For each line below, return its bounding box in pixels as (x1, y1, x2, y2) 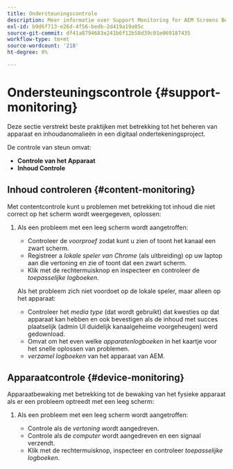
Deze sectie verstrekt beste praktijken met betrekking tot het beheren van (7, 122, 218, 130)
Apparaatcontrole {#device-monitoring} (7, 372, 185, 384)
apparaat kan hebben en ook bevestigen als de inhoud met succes (27, 315, 218, 323)
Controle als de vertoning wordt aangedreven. (27, 424, 159, 433)
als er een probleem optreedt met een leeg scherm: (7, 398, 155, 406)
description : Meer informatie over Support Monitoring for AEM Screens (7, 17, 218, 24)
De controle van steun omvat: (7, 143, 92, 151)
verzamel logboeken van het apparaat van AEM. (27, 351, 165, 360)
